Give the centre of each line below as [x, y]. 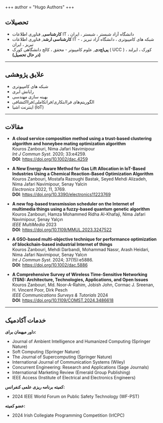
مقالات [14, 127]
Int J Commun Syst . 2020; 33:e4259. [49, 154]
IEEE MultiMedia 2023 [34, 225]
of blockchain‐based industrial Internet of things [62, 244]
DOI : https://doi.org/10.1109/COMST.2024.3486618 [63, 300]
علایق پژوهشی [25, 75]
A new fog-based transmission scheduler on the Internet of [73, 204]
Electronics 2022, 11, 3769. [39, 189]
